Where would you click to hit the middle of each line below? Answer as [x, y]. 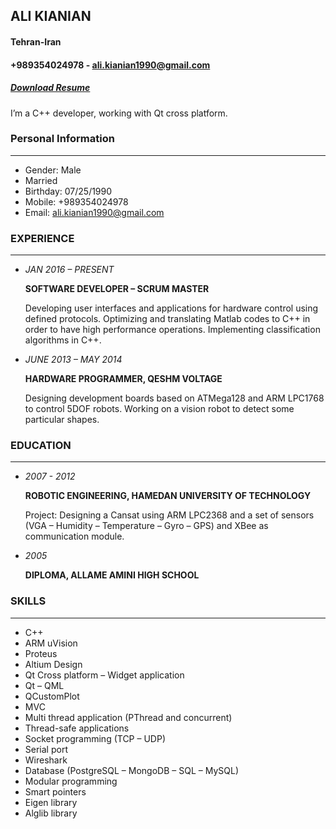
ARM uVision [51, 643]
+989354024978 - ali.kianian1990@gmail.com [110, 65]
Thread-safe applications [77, 728]
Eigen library [51, 802]
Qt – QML [44, 685]
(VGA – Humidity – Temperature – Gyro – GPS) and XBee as [146, 526]
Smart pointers [55, 791]
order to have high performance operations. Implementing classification [172, 330]
